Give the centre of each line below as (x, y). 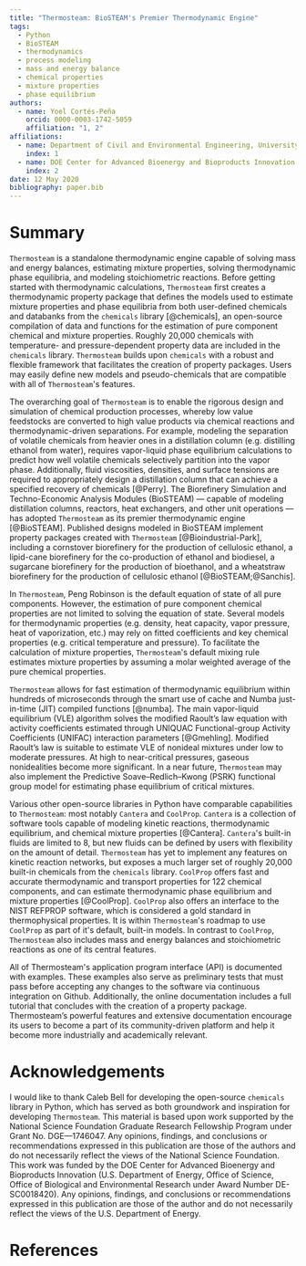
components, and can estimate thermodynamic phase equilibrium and (141, 892)
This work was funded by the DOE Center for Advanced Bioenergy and (143, 1165)
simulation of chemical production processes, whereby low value (131, 412)
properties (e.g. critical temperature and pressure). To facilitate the (135, 643)
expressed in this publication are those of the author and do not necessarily (151, 1204)
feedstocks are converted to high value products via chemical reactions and (152, 422)
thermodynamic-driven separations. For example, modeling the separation (149, 431)
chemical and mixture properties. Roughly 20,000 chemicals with (132, 336)
